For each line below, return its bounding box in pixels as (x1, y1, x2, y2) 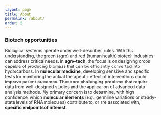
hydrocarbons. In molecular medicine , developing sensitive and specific (5, 68, 150, 74)
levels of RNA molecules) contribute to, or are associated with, (16, 99, 141, 105)
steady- (141, 94, 156, 100)
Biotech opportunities (5, 37, 58, 44)
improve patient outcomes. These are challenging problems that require (5, 79, 148, 84)
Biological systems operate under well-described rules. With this (5, 48, 134, 53)
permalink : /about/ (5, 16, 44, 21)
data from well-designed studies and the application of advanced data (5, 83, 145, 90)
